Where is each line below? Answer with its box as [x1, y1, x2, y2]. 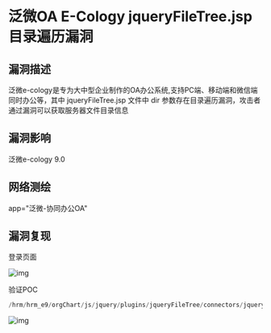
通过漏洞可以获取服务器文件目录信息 [8, 106, 129, 115]
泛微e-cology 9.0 [8, 154, 66, 164]
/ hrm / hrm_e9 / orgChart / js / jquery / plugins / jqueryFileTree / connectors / [8, 301, 244, 310]
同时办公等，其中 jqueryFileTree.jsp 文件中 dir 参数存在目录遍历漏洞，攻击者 [8, 95, 261, 105]
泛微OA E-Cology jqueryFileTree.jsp [8, 7, 252, 26]
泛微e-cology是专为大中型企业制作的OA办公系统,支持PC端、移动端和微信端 [8, 86, 258, 95]
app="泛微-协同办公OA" [8, 203, 88, 213]
